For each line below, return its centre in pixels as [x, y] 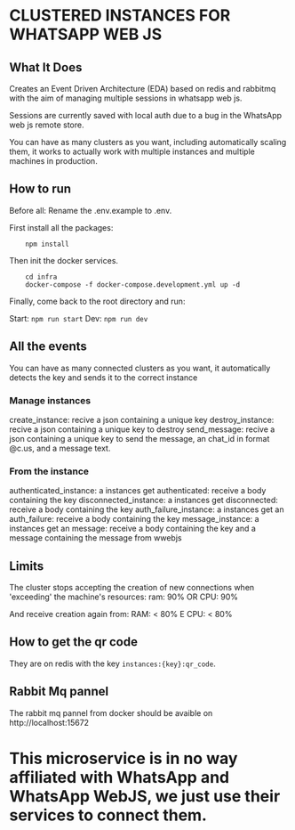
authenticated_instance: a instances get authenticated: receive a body [138, 491]
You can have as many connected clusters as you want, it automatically [140, 368]
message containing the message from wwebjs [96, 538]
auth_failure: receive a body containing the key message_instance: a [134, 519]
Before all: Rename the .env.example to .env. [91, 210]
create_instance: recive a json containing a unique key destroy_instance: [142, 419]
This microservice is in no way [124, 758]
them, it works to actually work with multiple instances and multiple [132, 151]
